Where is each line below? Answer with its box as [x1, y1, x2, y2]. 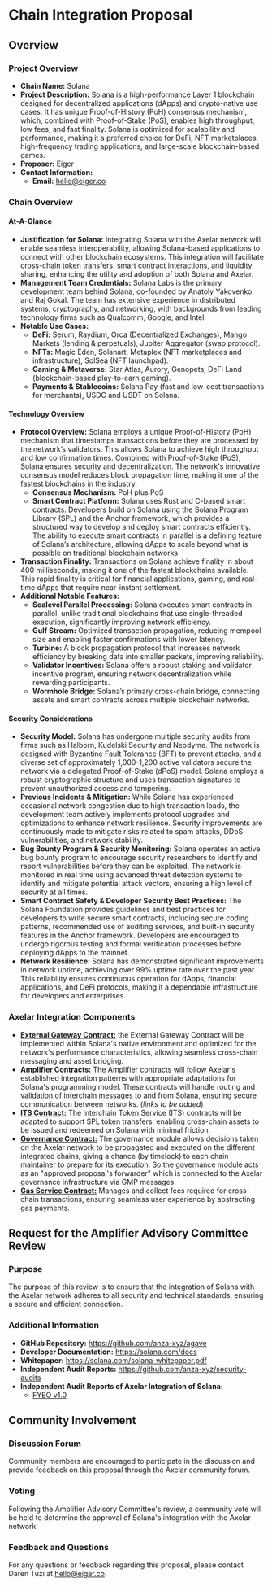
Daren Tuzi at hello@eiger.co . [8, 1568, 107, 1578]
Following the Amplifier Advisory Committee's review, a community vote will [8, 1504, 262, 1514]
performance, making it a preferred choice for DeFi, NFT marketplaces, [19, 133, 259, 142]
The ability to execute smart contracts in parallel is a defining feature [32, 531, 262, 540]
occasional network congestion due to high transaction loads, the [19, 801, 240, 810]
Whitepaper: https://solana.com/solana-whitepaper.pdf [19, 1355, 207, 1365]
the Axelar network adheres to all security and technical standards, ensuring [8, 1291, 264, 1300]
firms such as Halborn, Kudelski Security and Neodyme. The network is [19, 741, 260, 750]
